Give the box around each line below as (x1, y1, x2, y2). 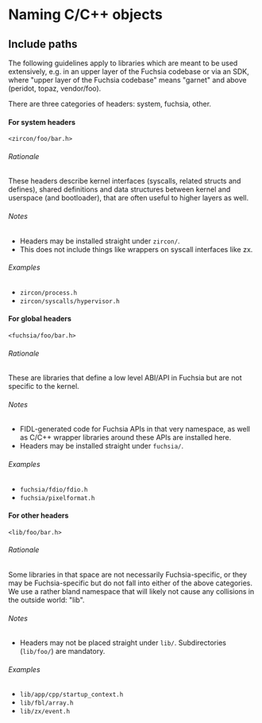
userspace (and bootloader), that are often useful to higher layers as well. (8, 193, 249, 203)
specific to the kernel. (8, 382, 79, 391)
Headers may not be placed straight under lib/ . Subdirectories (19, 638, 226, 647)
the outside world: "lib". (8, 595, 85, 605)
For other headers (8, 511, 69, 520)
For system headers (8, 117, 75, 126)
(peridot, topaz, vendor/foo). (8, 84, 102, 93)
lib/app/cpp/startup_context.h (19, 690, 124, 699)
